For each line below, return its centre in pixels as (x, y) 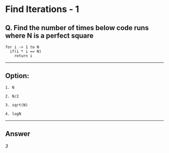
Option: (17, 76)
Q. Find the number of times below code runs (77, 28)
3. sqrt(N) (17, 105)
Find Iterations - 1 (42, 9)
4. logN (13, 114)
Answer (18, 134)
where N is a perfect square (50, 35)
